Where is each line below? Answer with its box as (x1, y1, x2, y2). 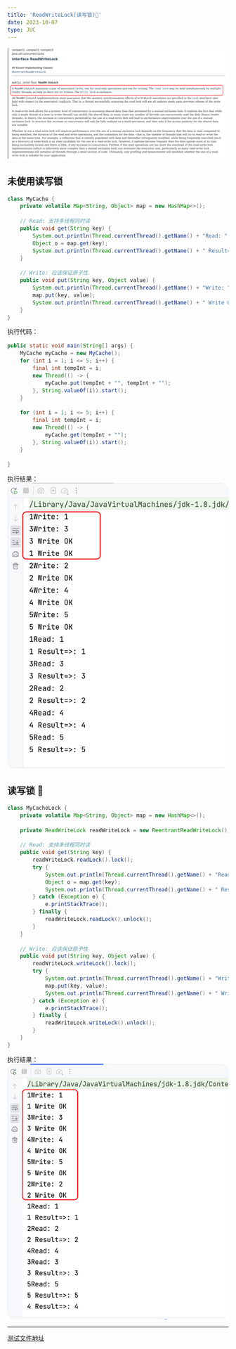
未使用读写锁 (7, 176, 63, 188)
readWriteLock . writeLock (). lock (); (32, 960, 137, 967)
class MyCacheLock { (7, 804, 68, 811)
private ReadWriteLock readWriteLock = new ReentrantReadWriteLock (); (20, 827, 231, 834)
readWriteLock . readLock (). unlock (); (44, 916, 152, 923)
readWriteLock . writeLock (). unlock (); (44, 1019, 156, 1026)
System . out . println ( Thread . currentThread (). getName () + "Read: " (32, 232, 228, 239)
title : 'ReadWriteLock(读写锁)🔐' (7, 11, 102, 18)
